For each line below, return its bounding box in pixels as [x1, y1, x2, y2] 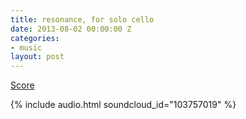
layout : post [10, 52, 65, 62]
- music [10, 42, 43, 53]
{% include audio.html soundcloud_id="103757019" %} [10, 99, 237, 111]
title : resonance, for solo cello [10, 14, 155, 25]
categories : [10, 33, 60, 43]
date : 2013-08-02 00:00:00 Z [10, 24, 132, 34]
